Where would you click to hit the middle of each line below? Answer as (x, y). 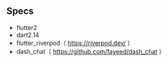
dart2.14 (28, 35)
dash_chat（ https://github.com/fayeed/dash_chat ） (90, 51)
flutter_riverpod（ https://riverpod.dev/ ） (75, 43)
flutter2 (27, 27)
